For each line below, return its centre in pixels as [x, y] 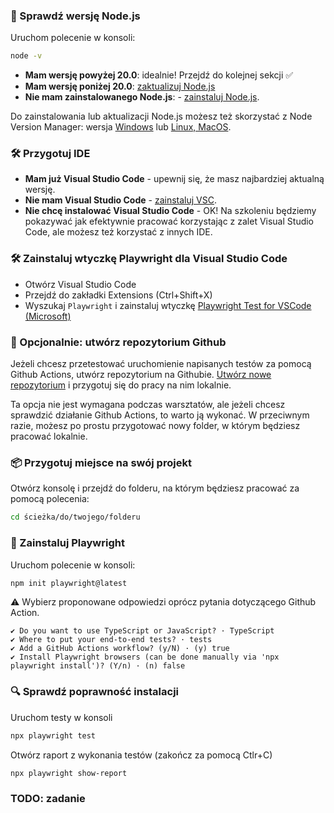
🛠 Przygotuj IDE [50, 154]
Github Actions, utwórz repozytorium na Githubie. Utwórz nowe [141, 375]
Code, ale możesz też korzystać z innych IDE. [118, 232]
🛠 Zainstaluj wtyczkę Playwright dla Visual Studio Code [149, 259]
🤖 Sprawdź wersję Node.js [75, 16]
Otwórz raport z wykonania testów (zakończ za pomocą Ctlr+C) [141, 755]
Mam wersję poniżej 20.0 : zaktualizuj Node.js [120, 86]
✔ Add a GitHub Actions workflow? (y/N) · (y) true [120, 649]
